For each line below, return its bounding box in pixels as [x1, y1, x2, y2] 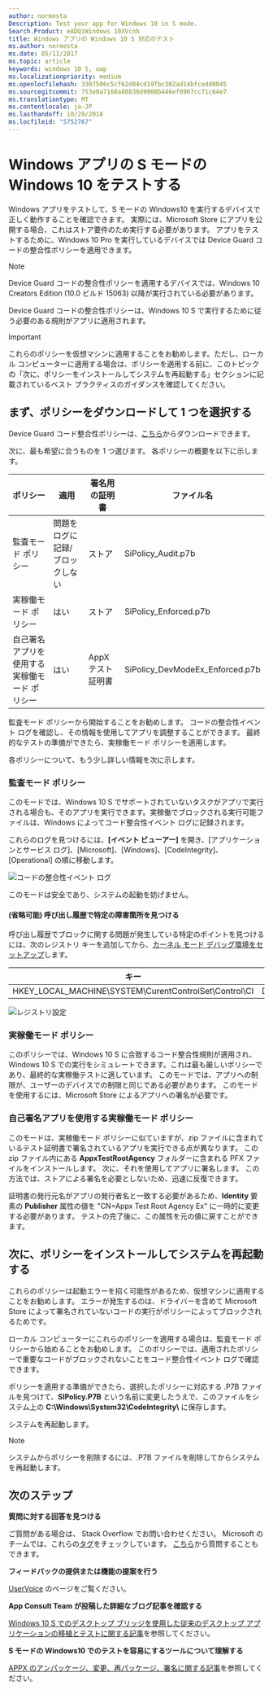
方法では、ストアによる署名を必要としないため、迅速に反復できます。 [8, 1173, 243, 1183]
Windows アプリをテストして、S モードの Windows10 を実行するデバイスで [8, 204, 261, 214]
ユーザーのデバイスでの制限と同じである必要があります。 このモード [29, 1080, 258, 1090]
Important [8, 331, 41, 342]
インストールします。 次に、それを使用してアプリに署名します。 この [29, 1163, 260, 1173]
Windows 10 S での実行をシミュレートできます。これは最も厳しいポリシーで [8, 1060, 262, 1070]
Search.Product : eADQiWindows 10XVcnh [8, 27, 140, 35]
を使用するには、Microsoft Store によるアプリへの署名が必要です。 [8, 1090, 232, 1100]
